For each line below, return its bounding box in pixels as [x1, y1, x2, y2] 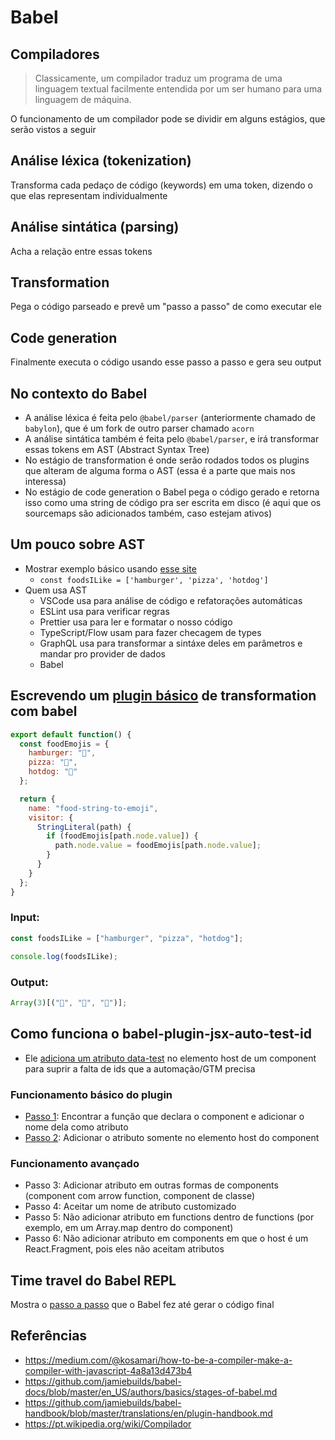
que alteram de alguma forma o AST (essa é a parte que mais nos [24, 465, 296, 477]
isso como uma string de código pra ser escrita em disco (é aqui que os [24, 497, 322, 509]
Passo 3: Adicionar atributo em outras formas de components [24, 1179, 279, 1191]
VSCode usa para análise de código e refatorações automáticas [39, 594, 303, 606]
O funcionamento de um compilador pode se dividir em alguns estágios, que [10, 113, 326, 125]
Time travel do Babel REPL [10, 1272, 177, 1289]
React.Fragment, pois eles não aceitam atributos [24, 1243, 225, 1255]
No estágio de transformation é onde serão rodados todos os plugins [24, 454, 310, 466]
